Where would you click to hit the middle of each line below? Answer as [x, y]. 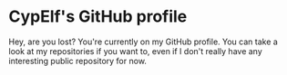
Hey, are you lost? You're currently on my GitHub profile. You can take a [143, 42]
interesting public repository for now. [78, 61]
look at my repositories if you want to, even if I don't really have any [136, 51]
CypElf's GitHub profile [98, 17]
